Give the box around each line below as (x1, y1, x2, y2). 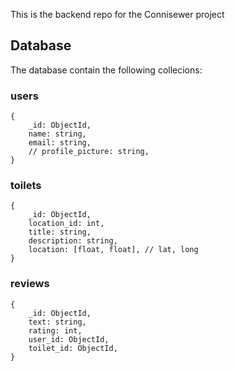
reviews (10, 277, 50, 291)
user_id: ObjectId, (28, 334, 110, 344)
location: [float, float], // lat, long (28, 245, 199, 255)
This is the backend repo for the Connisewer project (10, 9, 225, 20)
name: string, (28, 129, 87, 139)
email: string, (28, 138, 92, 148)
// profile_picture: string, (28, 147, 150, 157)
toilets (10, 179, 42, 193)
